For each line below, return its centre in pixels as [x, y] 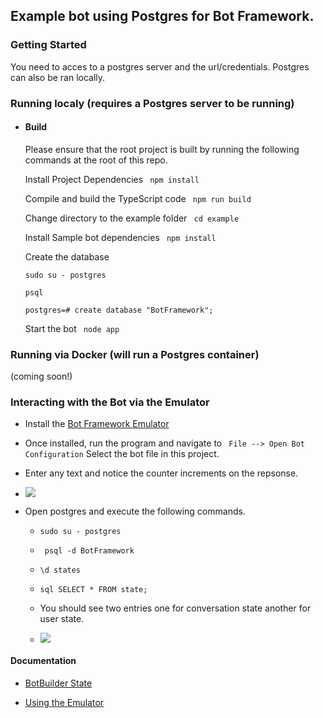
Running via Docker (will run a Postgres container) [135, 354]
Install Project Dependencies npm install [112, 179]
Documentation [43, 660]
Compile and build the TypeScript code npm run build [138, 198]
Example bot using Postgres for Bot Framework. [162, 16]
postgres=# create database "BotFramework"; [119, 310]
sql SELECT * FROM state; [93, 590]
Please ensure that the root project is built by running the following [162, 149]
